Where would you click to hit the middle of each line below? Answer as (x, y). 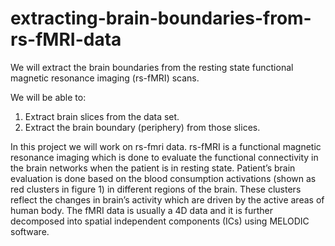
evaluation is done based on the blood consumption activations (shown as (163, 178)
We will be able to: (48, 97)
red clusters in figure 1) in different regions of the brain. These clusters (156, 189)
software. (30, 231)
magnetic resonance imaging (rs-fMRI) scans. (105, 78)
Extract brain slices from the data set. (102, 116)
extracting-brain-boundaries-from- (161, 18)
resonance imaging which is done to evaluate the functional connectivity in (164, 157)
